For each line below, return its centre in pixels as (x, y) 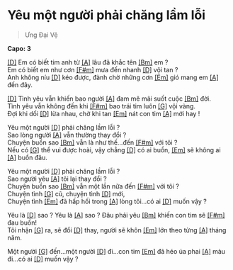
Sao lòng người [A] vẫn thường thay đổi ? (67, 135)
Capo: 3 (19, 48)
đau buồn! (22, 223)
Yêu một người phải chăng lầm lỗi (107, 15)
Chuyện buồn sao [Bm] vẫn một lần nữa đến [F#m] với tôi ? (93, 186)
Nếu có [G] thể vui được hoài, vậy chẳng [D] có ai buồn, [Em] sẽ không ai (114, 150)
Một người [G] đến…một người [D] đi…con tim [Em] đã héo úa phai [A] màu (116, 251)
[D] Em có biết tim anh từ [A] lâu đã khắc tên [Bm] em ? (88, 62)
